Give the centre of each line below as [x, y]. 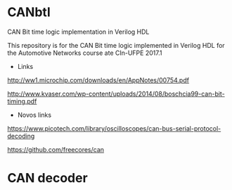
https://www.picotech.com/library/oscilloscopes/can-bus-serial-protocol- [114, 128]
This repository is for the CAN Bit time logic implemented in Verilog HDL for [116, 45]
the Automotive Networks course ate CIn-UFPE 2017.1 [85, 53]
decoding [21, 136]
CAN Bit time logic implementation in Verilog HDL [78, 32]
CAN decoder [47, 178]
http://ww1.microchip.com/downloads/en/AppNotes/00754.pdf [98, 80]
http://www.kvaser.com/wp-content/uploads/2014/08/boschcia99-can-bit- [116, 94]
